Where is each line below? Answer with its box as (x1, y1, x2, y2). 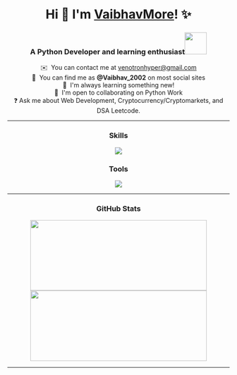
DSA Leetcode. (96, 106, 141, 115)
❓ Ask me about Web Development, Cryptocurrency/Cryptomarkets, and (13, 97, 224, 105)
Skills (109, 130, 128, 140)
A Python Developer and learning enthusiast (30, 47, 186, 57)
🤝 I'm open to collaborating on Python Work (54, 88, 183, 97)
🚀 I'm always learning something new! (62, 81, 175, 90)
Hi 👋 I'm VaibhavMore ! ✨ (45, 6, 192, 23)
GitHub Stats (96, 204, 141, 214)
